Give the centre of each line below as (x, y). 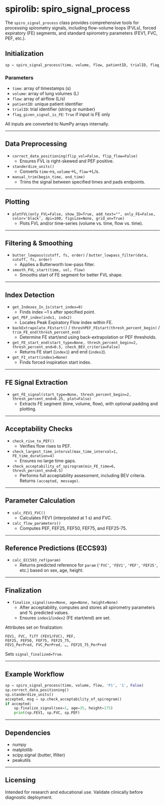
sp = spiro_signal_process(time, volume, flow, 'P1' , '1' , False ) (74, 686)
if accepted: (18, 704)
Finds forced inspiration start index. (55, 362)
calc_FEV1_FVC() (29, 513)
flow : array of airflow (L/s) (39, 99)
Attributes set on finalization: (34, 627)
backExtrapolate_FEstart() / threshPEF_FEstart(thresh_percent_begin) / (86, 328)
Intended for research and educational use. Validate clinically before (74, 792)
